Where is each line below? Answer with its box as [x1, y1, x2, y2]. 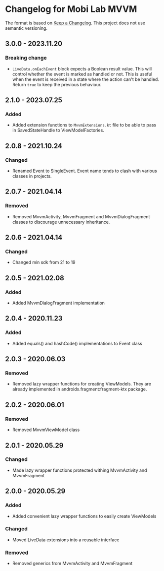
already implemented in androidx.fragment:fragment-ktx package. [12, 386, 147, 392]
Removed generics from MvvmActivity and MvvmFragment [12, 561, 133, 567]
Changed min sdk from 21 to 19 [12, 259, 76, 265]
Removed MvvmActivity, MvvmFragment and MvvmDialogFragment [12, 213, 150, 219]
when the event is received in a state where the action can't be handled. [12, 76, 160, 82]
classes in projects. [12, 173, 52, 179]
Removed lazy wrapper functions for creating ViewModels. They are [12, 381, 152, 387]
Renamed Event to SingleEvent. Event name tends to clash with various [12, 168, 157, 174]
